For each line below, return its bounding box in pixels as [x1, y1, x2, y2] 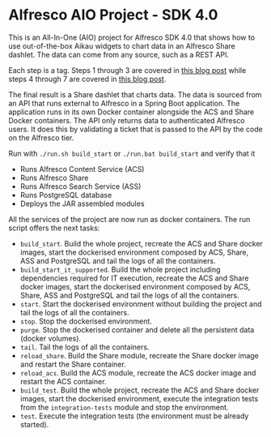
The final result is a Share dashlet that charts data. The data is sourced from [8, 89, 262, 99]
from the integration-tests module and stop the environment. [19, 402, 229, 412]
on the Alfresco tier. [8, 132, 74, 143]
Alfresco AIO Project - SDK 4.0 [8, 6, 218, 24]
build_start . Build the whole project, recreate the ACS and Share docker [19, 238, 263, 248]
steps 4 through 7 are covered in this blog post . [8, 74, 167, 84]
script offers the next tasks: [8, 223, 100, 233]
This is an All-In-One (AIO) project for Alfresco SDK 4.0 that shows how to [8, 32, 256, 42]
